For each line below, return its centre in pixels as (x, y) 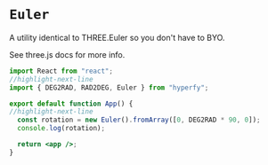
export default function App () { (71, 104)
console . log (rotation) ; (61, 129)
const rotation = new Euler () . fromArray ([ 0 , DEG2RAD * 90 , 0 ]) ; (139, 120)
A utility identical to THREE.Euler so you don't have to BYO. (117, 37)
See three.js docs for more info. (67, 54)
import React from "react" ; (61, 71)
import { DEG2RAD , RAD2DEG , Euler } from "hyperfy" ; (109, 87)
